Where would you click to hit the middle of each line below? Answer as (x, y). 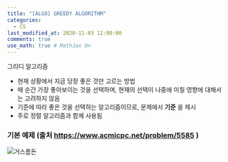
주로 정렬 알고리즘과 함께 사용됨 (59, 116)
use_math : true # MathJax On (49, 46)
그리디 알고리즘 (28, 66)
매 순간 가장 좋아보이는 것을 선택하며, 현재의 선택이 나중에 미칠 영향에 (110, 90)
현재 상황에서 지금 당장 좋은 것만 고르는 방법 (76, 81)
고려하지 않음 (42, 98)
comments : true (29, 39)
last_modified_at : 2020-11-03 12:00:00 (65, 33)
